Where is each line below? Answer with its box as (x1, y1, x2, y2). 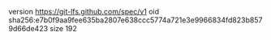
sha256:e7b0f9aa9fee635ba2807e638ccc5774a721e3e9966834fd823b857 (8, 15, 263, 25)
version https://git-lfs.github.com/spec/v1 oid (8, 7, 160, 16)
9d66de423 (8, 24, 49, 33)
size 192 (49, 24, 77, 33)
